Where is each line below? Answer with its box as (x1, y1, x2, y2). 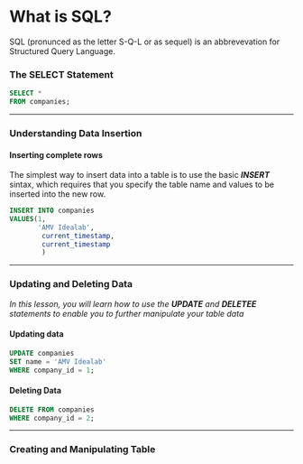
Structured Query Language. (9, 45, 115, 56)
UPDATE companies (9, 348, 75, 357)
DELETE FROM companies (9, 404, 95, 414)
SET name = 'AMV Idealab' (9, 357, 106, 367)
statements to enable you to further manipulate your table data (9, 308, 244, 319)
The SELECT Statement (9, 68, 115, 80)
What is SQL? (9, 6, 113, 27)
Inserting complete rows (9, 149, 104, 160)
